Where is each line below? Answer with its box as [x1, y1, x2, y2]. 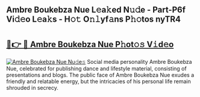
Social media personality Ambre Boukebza [87, 58, 192, 65]
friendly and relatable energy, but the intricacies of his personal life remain [6, 78, 191, 85]
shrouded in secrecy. [6, 84, 58, 91]
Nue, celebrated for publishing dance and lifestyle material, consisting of [6, 65, 187, 72]
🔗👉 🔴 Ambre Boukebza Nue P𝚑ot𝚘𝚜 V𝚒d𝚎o [6, 39, 174, 49]
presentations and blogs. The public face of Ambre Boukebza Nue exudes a [6, 72, 195, 78]
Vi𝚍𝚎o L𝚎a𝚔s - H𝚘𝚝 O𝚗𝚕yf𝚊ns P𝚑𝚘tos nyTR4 [6, 14, 181, 25]
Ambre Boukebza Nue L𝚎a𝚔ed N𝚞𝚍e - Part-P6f [6, 5, 186, 15]
